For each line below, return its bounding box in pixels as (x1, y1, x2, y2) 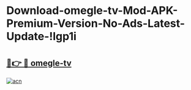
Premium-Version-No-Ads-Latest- (6, 16, 185, 30)
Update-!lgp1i (6, 30, 77, 43)
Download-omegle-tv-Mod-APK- (6, 4, 178, 18)
